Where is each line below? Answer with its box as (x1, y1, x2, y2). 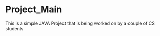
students (5, 25, 24, 31)
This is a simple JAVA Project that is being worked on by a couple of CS (5, 20, 155, 26)
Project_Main (5, 4, 62, 15)
